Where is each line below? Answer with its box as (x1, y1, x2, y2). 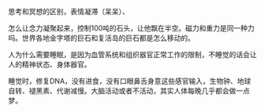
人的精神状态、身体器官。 (8, 60, 91, 69)
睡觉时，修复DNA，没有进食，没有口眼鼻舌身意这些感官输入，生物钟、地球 (8, 77, 252, 85)
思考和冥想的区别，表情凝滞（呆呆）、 (8, 7, 129, 16)
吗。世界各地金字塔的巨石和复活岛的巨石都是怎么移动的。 (8, 34, 195, 42)
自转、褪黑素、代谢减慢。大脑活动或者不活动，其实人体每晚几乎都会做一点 (8, 86, 250, 96)
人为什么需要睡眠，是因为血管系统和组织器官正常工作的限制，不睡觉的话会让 (8, 50, 257, 59)
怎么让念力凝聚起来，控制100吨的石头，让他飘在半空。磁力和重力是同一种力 (8, 23, 255, 33)
